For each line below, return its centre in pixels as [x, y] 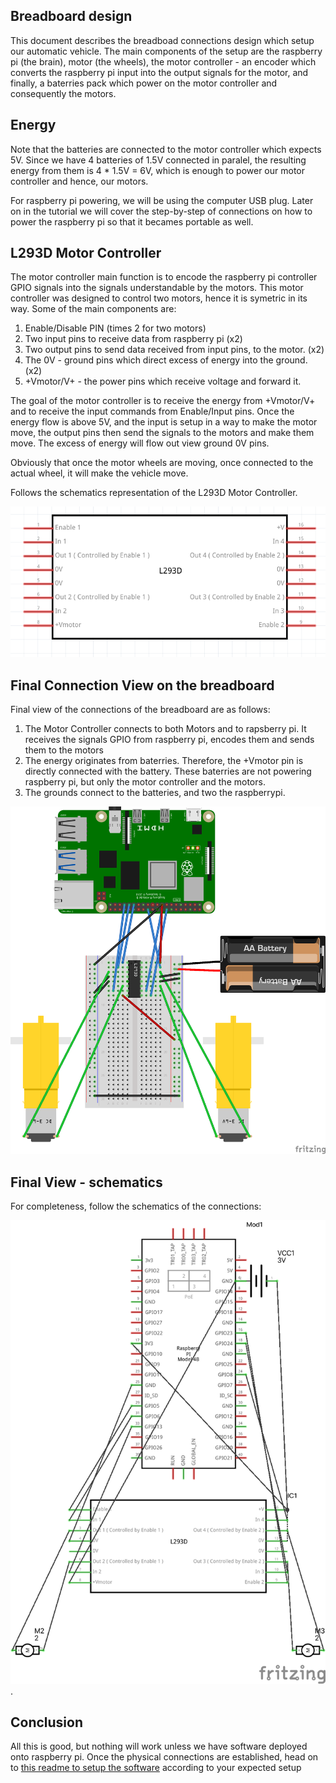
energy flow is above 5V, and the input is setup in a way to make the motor [164, 422]
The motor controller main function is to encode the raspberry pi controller [164, 277]
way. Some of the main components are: [93, 309]
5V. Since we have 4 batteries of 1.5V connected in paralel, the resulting [158, 160]
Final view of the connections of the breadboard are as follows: [140, 710]
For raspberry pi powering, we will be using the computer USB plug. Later [162, 200]
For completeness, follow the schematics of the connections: [136, 1206]
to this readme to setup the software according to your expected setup [156, 1768]
